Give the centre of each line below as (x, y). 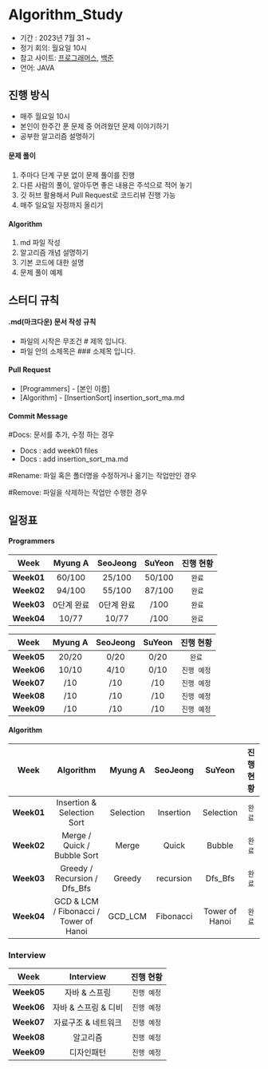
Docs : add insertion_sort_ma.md (74, 459)
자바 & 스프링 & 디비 (88, 1008)
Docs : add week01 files (59, 451)
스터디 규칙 (34, 300)
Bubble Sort (77, 855)
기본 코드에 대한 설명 (52, 263)
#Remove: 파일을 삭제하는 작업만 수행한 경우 (78, 493)
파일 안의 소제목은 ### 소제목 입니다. (77, 351)
